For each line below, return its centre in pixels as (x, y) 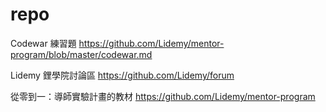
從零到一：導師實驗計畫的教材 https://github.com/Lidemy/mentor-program (163, 96)
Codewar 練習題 (43, 43)
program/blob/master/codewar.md (81, 54)
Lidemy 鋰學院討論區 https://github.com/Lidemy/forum (122, 75)
